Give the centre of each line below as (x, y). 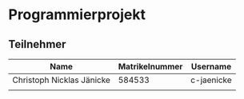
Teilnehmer (37, 44)
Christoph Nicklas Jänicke (61, 80)
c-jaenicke (211, 80)
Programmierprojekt (77, 15)
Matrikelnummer (150, 67)
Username (211, 67)
